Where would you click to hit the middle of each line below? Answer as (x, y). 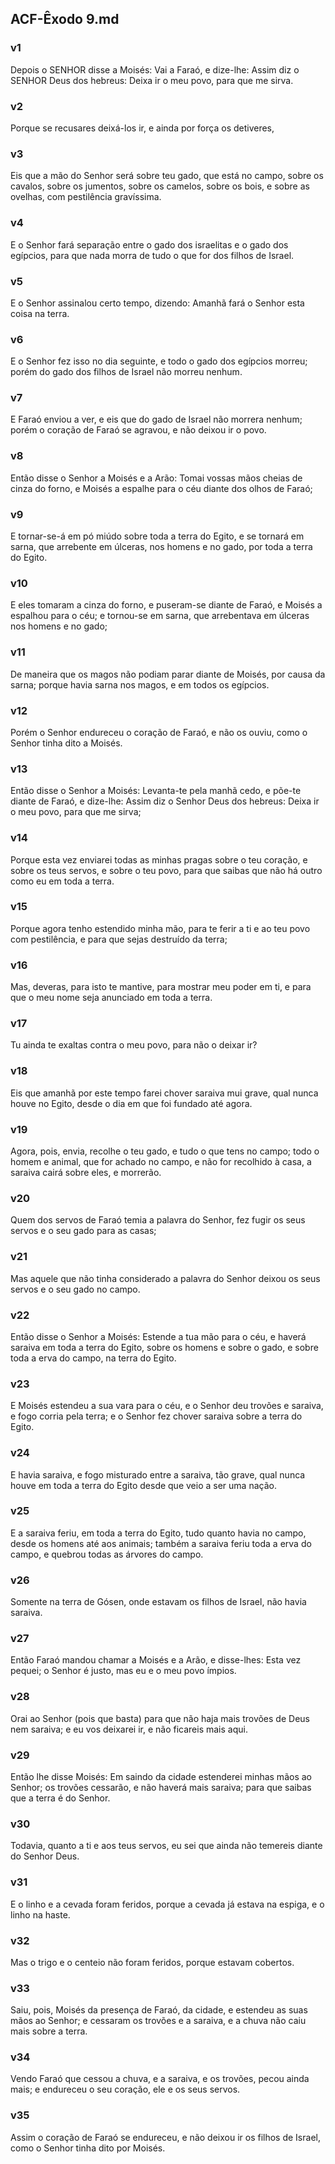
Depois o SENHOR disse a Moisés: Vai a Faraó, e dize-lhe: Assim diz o (155, 69)
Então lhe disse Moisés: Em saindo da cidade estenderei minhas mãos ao (161, 1776)
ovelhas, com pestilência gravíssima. (86, 197)
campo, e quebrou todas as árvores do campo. (107, 1554)
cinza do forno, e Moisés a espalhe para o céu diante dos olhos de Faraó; (161, 488)
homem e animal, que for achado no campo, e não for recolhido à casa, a (161, 1162)
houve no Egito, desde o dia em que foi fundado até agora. (131, 1103)
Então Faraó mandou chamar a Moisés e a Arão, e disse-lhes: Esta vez (156, 1660)
